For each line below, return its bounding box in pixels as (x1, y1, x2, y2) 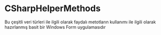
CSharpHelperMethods (4, 3, 101, 14)
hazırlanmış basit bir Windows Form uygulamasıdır (4, 24, 106, 30)
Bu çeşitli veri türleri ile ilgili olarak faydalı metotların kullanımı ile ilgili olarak (4, 19, 156, 25)
